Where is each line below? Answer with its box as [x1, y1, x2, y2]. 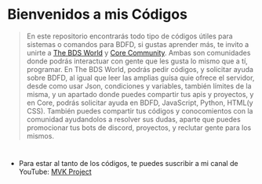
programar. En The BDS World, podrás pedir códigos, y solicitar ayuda [26, 64, 254, 74]
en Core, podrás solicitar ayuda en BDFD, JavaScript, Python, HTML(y [26, 98, 253, 107]
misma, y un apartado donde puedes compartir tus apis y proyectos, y [26, 89, 254, 99]
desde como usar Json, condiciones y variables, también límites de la [26, 81, 252, 91]
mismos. [26, 131, 54, 140]
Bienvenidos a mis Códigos [7, 5, 187, 23]
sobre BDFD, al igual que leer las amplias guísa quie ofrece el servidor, [26, 73, 255, 82]
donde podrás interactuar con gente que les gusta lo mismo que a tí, [26, 56, 248, 66]
